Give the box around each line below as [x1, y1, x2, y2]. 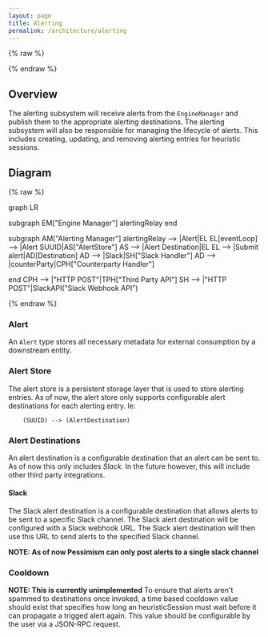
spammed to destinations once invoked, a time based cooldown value [8, 594, 238, 603]
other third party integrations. [8, 470, 106, 479]
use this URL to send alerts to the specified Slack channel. [8, 532, 201, 542]
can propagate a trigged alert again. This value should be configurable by [8, 611, 250, 621]
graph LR [8, 203, 38, 212]
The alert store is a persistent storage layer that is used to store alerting [8, 384, 244, 393]
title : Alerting [8, 19, 62, 27]
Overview [8, 87, 58, 101]
